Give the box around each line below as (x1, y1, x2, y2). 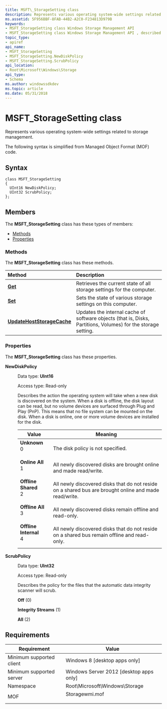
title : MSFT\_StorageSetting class (5, 7, 79, 12)
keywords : (5, 21, 26, 26)
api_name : (5, 44, 26, 49)
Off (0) (17, 597, 32, 603)
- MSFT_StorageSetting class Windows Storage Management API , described (5, 30, 162, 35)
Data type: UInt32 (17, 562, 55, 569)
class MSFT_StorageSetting (5, 177, 61, 182)
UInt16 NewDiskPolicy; (9, 186, 57, 191)
